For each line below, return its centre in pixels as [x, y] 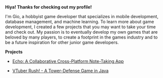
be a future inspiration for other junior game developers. [62, 42]
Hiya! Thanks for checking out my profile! [49, 7]
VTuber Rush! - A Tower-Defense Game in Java [60, 71]
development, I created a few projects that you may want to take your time [81, 27]
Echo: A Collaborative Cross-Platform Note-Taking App [68, 61]
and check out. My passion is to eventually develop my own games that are [81, 32]
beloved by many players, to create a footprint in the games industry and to [81, 37]
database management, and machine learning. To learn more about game [80, 22]
